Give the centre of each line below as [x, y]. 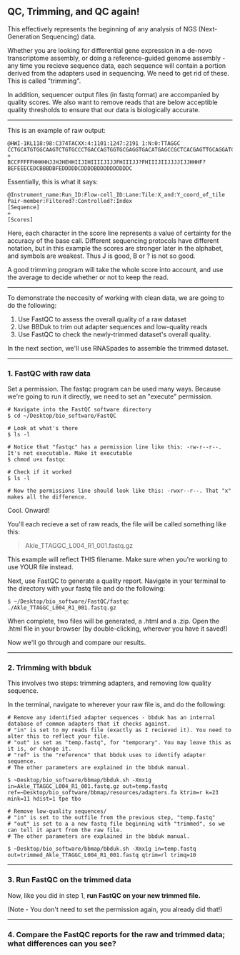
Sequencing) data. [69, 36]
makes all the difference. [47, 497]
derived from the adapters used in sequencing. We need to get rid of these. [119, 73]
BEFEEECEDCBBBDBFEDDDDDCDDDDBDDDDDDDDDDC [70, 168]
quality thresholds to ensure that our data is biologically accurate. [104, 109]
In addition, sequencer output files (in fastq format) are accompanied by [114, 94]
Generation [24, 36]
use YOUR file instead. [40, 567]
